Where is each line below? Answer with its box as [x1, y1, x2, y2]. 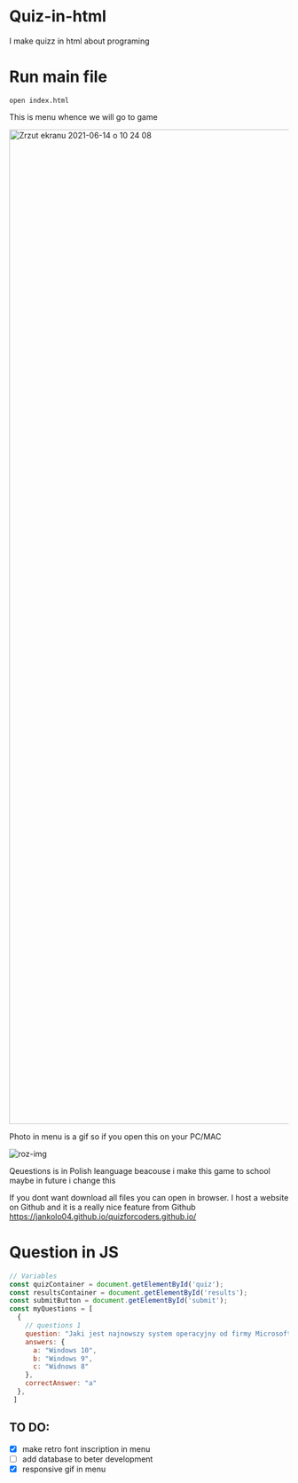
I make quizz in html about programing [9, 36, 150, 46]
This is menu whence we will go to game [9, 111, 158, 122]
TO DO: [9, 1420, 51, 1435]
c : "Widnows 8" [32, 1362, 90, 1371]
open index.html [9, 96, 69, 105]
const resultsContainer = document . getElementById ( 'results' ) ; [9, 1288, 248, 1297]
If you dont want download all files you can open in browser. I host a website [9, 1192, 289, 1202]
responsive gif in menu [21, 1463, 106, 1474]
